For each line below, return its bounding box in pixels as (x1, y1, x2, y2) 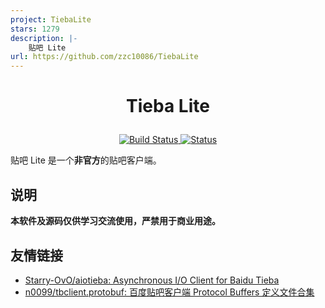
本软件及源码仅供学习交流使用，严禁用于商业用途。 (10, 215, 221, 227)
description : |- (10, 33, 78, 43)
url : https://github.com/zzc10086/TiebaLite (10, 52, 199, 62)
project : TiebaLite (10, 14, 92, 25)
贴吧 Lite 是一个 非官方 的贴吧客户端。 (10, 154, 162, 166)
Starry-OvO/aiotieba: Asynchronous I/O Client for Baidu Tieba (24, 274, 280, 286)
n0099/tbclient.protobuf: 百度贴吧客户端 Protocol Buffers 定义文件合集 (24, 286, 315, 298)
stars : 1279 (10, 24, 60, 34)
